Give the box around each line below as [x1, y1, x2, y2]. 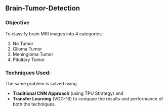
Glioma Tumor [12, 45, 42, 52]
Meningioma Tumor [12, 51, 54, 57]
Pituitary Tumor [12, 57, 45, 63]
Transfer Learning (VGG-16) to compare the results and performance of [12, 95, 163, 101]
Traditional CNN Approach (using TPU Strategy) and [12, 90, 124, 96]
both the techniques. [12, 101, 56, 107]
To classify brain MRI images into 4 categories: [5, 30, 103, 37]
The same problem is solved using [5, 80, 77, 86]
